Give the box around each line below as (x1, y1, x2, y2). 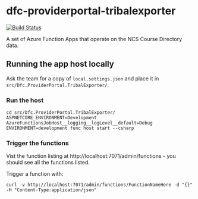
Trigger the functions (6, 139, 70, 147)
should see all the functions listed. (6, 159, 90, 166)
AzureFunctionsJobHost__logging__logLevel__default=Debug (6, 120, 153, 126)
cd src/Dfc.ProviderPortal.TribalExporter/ (6, 110, 116, 116)
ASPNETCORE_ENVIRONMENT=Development (6, 115, 97, 121)
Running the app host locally (6, 59, 114, 69)
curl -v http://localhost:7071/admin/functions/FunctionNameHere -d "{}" (6, 182, 193, 188)
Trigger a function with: (6, 170, 64, 178)
